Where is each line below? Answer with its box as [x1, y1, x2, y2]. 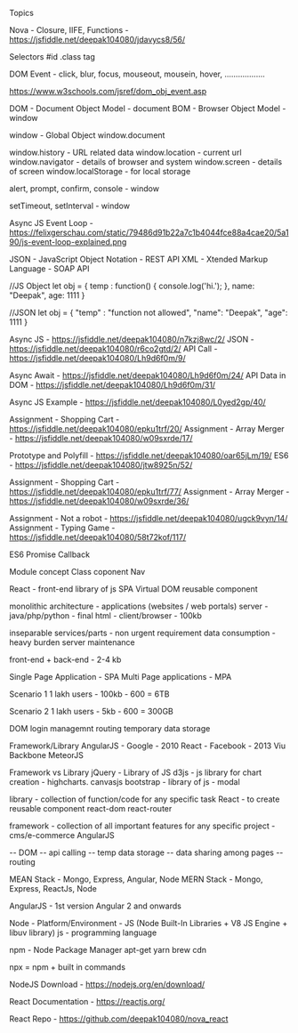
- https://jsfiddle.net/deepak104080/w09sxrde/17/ [9, 433, 193, 443]
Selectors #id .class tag [9, 52, 95, 61]
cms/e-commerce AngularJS [9, 830, 116, 840]
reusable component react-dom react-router [9, 803, 173, 813]
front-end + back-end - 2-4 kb [9, 654, 122, 665]
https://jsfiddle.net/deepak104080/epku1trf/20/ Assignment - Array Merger [9, 424, 285, 434]
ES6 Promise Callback [9, 549, 91, 560]
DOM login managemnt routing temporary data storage [9, 723, 211, 733]
